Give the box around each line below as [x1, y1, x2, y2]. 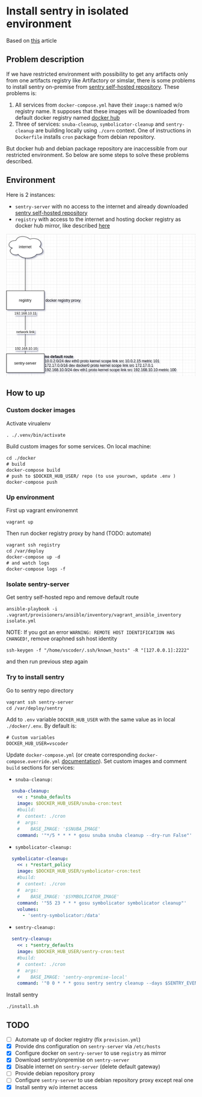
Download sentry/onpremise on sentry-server [14, 1056, 130, 1063]
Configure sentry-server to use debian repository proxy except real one [14, 1077, 194, 1084]
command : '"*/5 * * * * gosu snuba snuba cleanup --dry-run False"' [17, 832, 192, 838]
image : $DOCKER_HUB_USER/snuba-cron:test [17, 800, 122, 807]
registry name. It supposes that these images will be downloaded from [14, 107, 190, 115]
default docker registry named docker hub [14, 114, 120, 121]
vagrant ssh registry [6, 542, 61, 548]
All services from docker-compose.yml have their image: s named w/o [14, 101, 183, 108]
